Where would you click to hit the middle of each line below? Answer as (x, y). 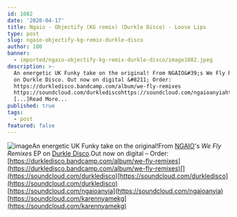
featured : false (31, 125)
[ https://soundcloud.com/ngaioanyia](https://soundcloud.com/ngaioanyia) (115, 191)
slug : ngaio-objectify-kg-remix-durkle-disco (75, 40)
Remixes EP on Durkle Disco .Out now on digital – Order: (88, 153)
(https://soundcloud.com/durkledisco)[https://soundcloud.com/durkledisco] (118, 176)
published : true (31, 106)
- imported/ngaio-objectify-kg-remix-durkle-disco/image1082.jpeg (113, 60)
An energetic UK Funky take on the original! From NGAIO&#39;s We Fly (120, 73)
